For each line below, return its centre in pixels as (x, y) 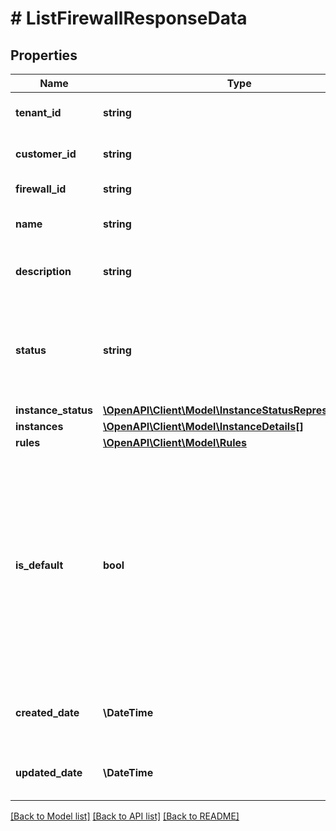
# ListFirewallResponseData (129, 18)
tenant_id (38, 112)
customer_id (46, 154)
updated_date (49, 772)
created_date (47, 712)
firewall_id (41, 189)
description (43, 271)
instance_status (54, 410)
